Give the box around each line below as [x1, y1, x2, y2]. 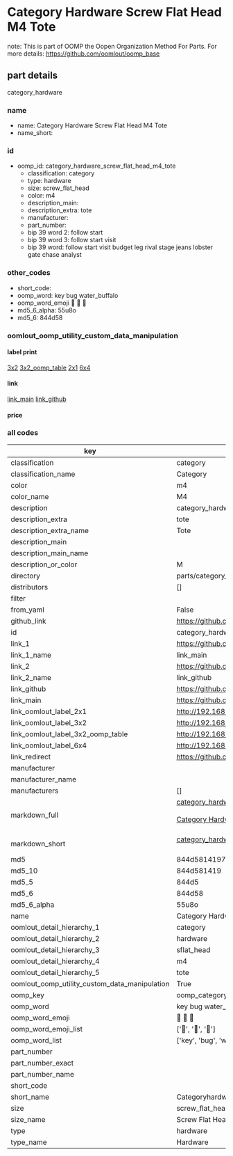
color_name [10, 491, 49, 501]
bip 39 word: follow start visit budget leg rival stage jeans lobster [27, 243, 214, 251]
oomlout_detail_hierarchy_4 [10, 956, 100, 966]
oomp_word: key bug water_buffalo [17, 291, 119, 299]
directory [10, 571, 40, 580]
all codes [7, 428, 39, 438]
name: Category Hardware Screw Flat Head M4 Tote [17, 121, 168, 129]
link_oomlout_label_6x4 [10, 741, 87, 750]
